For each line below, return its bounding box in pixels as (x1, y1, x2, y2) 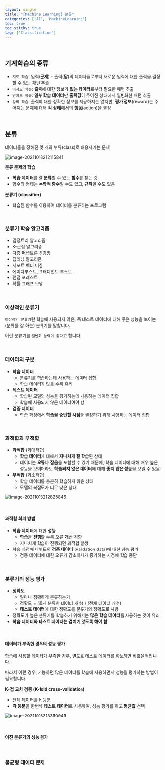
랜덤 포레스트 (12, 275, 38, 280)
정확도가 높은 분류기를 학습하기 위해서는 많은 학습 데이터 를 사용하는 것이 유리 (12, 612, 160, 618)
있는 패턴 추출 (23, 80, 49, 86)
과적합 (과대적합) (12, 447, 45, 453)
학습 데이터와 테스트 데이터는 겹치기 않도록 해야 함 (12, 619, 108, 625)
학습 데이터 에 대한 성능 (12, 528, 56, 534)
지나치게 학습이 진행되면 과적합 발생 (19, 540, 89, 546)
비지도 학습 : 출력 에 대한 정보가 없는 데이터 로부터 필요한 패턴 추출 (12, 86, 134, 92)
